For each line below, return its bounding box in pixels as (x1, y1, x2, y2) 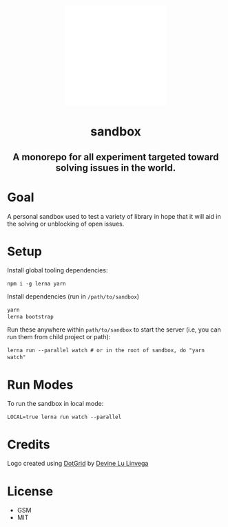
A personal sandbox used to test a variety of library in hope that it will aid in (7, 212, 222, 220)
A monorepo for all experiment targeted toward (12, 151, 219, 163)
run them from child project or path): (7, 333, 111, 341)
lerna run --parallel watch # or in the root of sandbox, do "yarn (7, 347, 205, 354)
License (7, 484, 54, 499)
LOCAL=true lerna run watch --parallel (7, 413, 122, 421)
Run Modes (7, 377, 74, 392)
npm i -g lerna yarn (7, 281, 67, 288)
